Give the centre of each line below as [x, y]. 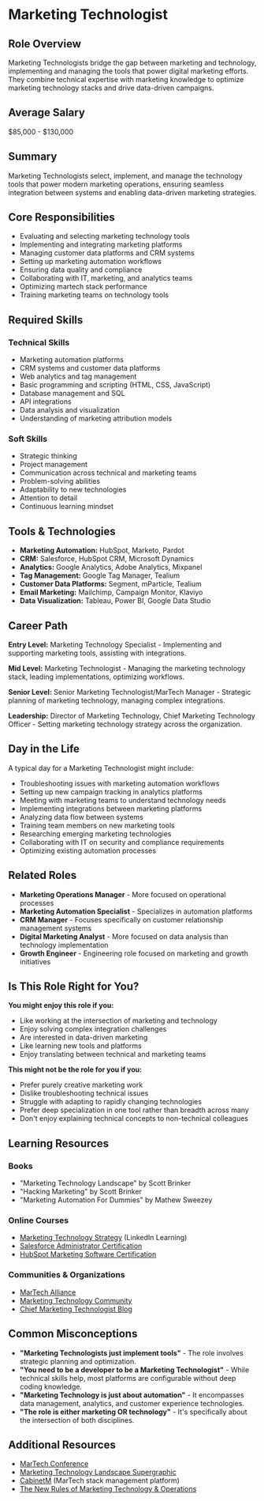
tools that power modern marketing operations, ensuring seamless [116, 184]
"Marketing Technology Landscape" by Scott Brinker [105, 1183]
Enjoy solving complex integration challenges [93, 1029]
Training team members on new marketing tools [97, 825]
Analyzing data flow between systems [81, 816]
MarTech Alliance [48, 1292]
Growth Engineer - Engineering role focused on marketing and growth [134, 953]
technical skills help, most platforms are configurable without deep [128, 1378]
